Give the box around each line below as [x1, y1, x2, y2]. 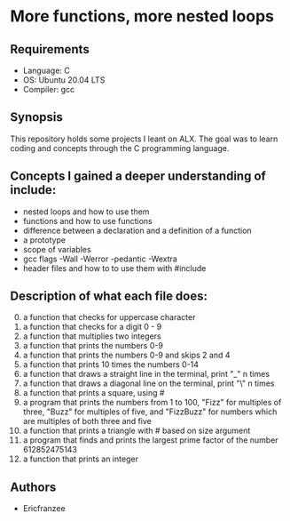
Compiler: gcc [22, 84, 75, 94]
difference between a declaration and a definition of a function [22, 225, 252, 236]
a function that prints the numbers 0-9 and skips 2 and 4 [22, 349, 231, 361]
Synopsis [10, 109, 63, 125]
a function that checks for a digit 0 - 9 [22, 322, 162, 333]
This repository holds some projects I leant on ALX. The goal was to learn [10, 133, 278, 144]
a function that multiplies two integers [22, 331, 162, 341]
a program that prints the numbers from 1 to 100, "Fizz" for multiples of [22, 397, 282, 408]
